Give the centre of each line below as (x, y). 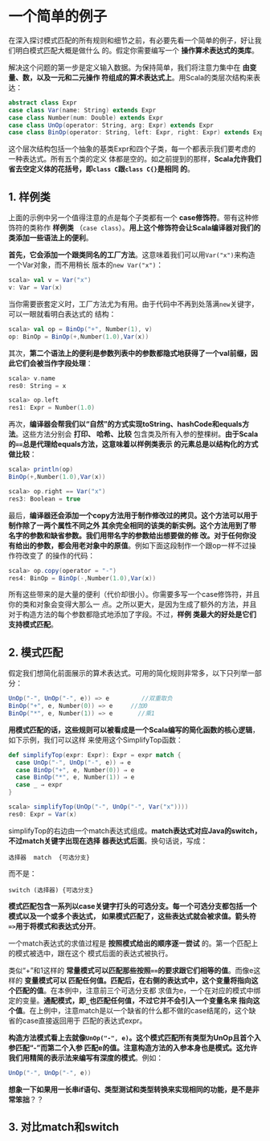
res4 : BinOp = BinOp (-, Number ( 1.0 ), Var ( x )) (82, 578)
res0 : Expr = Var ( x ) (43, 814)
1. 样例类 (29, 196)
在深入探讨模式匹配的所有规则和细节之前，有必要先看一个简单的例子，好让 (131, 40)
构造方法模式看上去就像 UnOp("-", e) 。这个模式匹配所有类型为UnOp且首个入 (135, 1037)
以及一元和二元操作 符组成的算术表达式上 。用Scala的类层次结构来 (145, 77)
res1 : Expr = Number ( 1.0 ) (51, 408)
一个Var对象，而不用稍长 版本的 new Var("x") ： (86, 265)
